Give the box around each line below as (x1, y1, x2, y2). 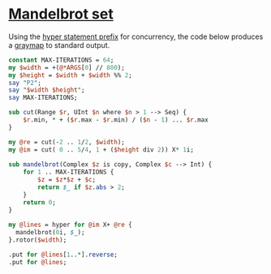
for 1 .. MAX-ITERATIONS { (23, 168, 114, 177)
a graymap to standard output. (8, 40, 110, 49)
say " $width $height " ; (8, 86, 85, 94)
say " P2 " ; (8, 79, 42, 87)
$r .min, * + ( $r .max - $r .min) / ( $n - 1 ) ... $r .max (23, 116, 209, 124)
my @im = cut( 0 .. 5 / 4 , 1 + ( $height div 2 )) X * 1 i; (8, 145, 195, 154)
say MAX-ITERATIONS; (8, 94, 79, 102)
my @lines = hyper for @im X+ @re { (8, 220, 132, 229)
